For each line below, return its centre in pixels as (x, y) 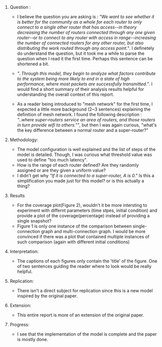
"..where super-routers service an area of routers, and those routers (86, 120)
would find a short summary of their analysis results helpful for (81, 89)
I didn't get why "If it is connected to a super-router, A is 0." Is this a (86, 175)
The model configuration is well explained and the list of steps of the (86, 149)
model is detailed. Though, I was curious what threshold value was (84, 154)
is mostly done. (32, 339)
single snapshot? (34, 221)
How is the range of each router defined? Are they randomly (78, 165)
